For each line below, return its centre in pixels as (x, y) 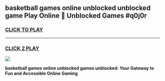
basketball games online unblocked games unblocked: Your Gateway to (80, 68)
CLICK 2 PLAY (22, 48)
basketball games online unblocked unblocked (78, 8)
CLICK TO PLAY (24, 30)
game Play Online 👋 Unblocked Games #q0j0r (76, 16)
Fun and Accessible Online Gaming (41, 73)
